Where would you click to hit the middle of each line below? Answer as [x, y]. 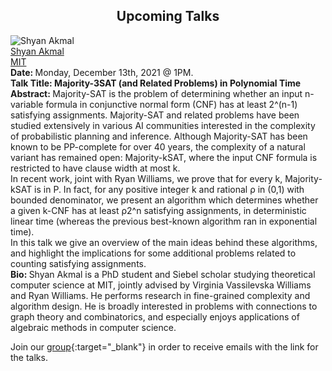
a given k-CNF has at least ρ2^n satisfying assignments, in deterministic [158, 210]
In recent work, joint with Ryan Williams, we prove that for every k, [146, 178]
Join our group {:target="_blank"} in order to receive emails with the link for [164, 346]
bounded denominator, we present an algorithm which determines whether [164, 200]
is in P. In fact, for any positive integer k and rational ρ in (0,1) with [169, 189]
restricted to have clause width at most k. [95, 168]
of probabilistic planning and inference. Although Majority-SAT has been [159, 136]
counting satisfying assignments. [78, 263]
